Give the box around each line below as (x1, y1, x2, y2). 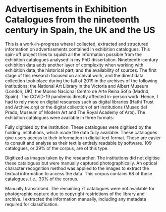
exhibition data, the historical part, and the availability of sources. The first (5, 67, 157, 73)
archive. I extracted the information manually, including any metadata (5, 196, 146, 202)
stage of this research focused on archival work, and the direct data (5, 72, 144, 78)
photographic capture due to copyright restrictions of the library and (5, 191, 145, 197)
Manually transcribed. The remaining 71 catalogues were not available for (5, 185, 155, 191)
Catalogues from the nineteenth (5, 14, 140, 25)
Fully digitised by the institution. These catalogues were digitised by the (5, 124, 152, 130)
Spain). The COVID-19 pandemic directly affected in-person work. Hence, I (5, 93, 158, 100)
